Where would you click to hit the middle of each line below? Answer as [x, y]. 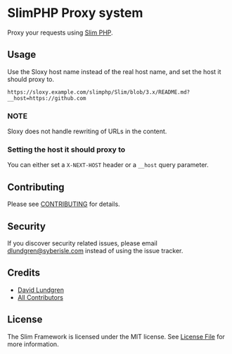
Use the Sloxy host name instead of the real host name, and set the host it [114, 71]
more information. [33, 344]
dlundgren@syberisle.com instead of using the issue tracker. [95, 250]
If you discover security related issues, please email [83, 243]
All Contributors [40, 297]
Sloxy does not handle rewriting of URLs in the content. [87, 131]
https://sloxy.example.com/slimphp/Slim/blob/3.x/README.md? [99, 92]
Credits [24, 273]
